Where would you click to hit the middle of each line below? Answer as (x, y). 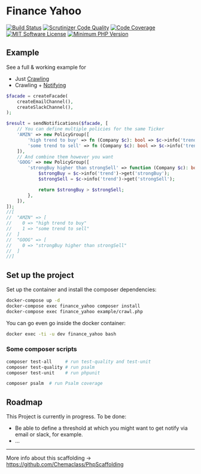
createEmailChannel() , (45, 102)
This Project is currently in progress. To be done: (66, 417)
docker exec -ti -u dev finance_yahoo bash (61, 334)
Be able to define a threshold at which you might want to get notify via (101, 428)
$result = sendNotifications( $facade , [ (57, 124)
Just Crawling (32, 78)
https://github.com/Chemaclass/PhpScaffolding (65, 464)
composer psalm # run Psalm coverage (54, 384)
